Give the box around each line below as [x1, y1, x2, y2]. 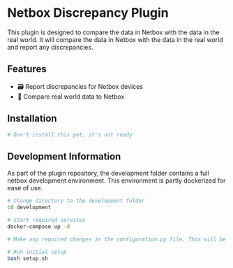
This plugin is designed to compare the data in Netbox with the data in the [7, 28, 220, 36]
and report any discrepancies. [7, 43, 93, 51]
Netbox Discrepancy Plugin [7, 5, 169, 21]
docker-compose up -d [7, 223, 70, 230]
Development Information [7, 150, 121, 162]
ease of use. [7, 184, 43, 192]
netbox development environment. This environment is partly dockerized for [7, 176, 226, 185]
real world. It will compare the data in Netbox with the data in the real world [7, 35, 223, 43]
